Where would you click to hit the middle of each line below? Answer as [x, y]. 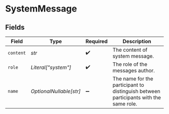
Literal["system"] [51, 67]
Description [137, 41]
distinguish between [136, 91]
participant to [128, 85]
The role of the [130, 64]
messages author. [134, 71]
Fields [15, 27]
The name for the [133, 79]
